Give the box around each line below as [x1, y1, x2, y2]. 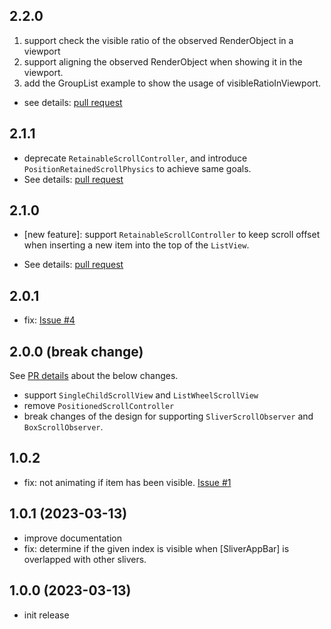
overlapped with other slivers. [23, 553, 147, 565]
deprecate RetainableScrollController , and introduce [23, 152, 248, 164]
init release [23, 609, 70, 621]
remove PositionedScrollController [23, 400, 175, 412]
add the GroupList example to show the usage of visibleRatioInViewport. [23, 77, 322, 89]
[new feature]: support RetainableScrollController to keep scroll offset [23, 229, 321, 241]
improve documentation [23, 532, 122, 544]
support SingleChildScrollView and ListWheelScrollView [23, 389, 259, 401]
